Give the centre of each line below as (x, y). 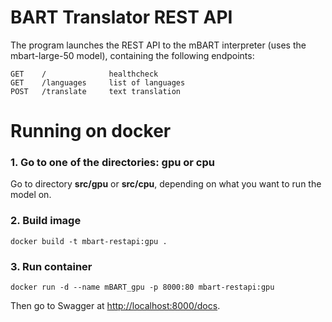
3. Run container (51, 266)
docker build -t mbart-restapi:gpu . (89, 241)
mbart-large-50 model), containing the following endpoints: (132, 55)
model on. (31, 195)
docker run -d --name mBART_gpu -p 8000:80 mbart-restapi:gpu (142, 287)
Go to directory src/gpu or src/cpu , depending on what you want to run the (166, 184)
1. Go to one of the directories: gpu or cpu (112, 163)
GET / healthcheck (84, 74)
